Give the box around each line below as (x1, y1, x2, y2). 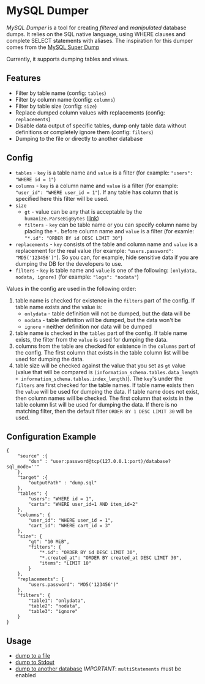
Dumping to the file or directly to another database (15, 135, 143, 142)
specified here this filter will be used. (15, 195, 109, 202)
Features (6, 73, 41, 83)
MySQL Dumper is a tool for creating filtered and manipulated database (6, 24, 187, 31)
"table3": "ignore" (28, 609, 78, 615)
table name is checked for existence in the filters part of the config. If (15, 296, 195, 304)
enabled (15, 672, 36, 679)
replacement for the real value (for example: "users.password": (15, 247, 174, 254)
